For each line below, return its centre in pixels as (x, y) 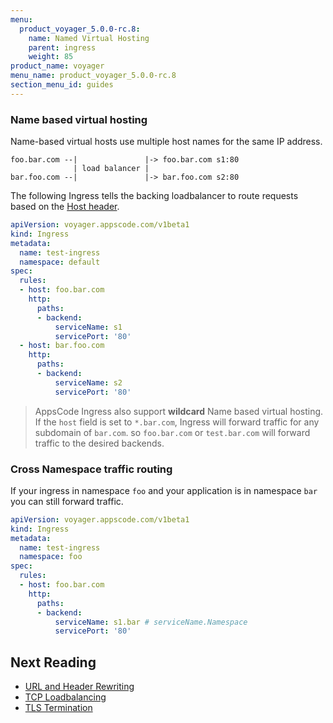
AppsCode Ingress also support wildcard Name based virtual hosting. (179, 411)
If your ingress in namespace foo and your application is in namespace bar (164, 490)
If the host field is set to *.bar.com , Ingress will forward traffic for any (177, 422)
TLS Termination (58, 708)
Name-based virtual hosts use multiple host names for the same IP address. (166, 142)
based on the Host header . (65, 207)
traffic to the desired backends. (99, 443)
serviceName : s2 (88, 382)
